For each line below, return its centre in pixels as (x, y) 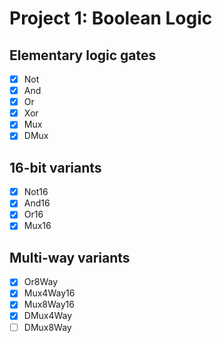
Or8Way (41, 282)
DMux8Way (47, 327)
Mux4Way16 (49, 293)
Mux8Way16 (49, 304)
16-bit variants (55, 167)
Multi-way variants (70, 257)
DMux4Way (48, 316)
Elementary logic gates (83, 55)
